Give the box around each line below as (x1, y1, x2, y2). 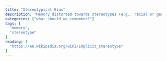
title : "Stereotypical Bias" (5, 7, 66, 12)
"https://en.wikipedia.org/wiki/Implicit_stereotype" (9, 44, 123, 49)
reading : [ (5, 39, 28, 44)
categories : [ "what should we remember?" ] (5, 16, 94, 21)
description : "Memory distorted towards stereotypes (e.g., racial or (5, 12, 155, 17)
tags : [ (5, 21, 21, 26)
